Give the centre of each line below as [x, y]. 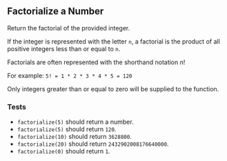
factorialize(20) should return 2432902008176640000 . [93, 144]
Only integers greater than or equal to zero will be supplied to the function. [113, 88]
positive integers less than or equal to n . [64, 48]
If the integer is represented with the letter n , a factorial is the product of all [114, 41]
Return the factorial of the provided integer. [69, 28]
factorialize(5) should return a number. [75, 122]
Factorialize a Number [56, 11]
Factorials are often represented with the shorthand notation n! [96, 62]
